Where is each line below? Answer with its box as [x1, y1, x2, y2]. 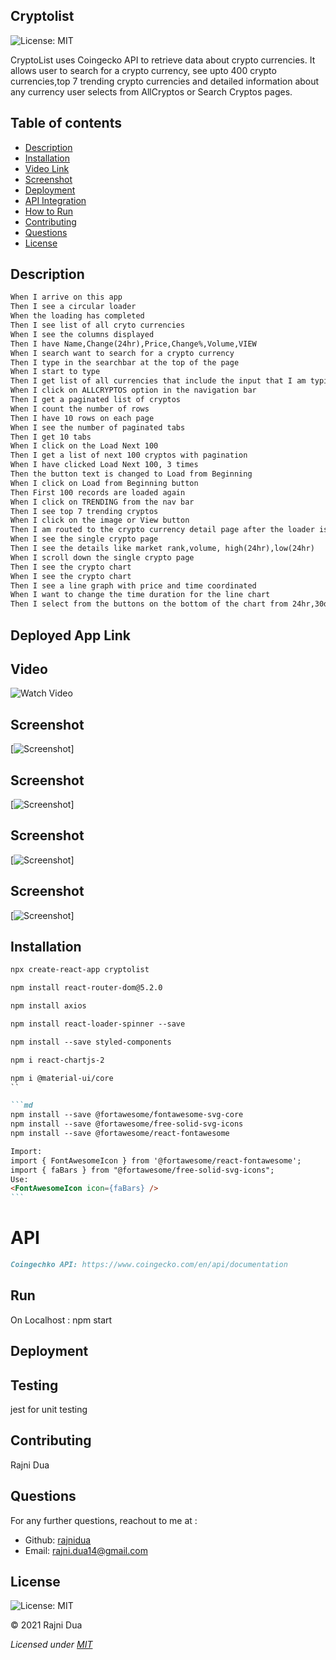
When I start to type [10, 367, 101, 377]
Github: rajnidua [24, 1534, 92, 1546]
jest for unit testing [10, 1404, 88, 1416]
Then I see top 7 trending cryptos [10, 506, 159, 516]
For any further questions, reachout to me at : [10, 1514, 198, 1526]
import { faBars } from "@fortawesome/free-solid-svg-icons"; [10, 1165, 275, 1175]
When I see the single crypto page [10, 534, 159, 544]
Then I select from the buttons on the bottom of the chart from [10, 599, 288, 609]
